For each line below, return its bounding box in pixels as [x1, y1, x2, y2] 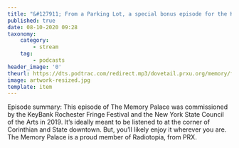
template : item [7, 83, 53, 90]
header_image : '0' [7, 63, 62, 70]
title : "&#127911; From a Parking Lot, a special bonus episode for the [7, 10, 228, 18]
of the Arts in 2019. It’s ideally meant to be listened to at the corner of [7, 118, 211, 127]
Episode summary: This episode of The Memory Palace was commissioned [7, 102, 228, 111]
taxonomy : [7, 30, 37, 38]
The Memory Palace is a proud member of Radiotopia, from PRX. [7, 133, 197, 142]
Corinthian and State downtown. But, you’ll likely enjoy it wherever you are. [7, 125, 227, 134]
